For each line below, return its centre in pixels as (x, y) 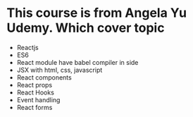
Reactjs (28, 47)
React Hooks (35, 92)
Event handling (38, 99)
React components (44, 77)
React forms (35, 107)
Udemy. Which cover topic (86, 28)
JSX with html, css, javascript (60, 70)
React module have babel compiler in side (77, 62)
